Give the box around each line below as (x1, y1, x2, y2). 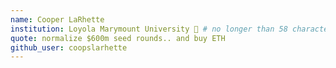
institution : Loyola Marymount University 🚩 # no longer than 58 (10, 24, 288, 34)
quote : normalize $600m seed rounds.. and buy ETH (10, 33, 226, 43)
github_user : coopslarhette (10, 42, 128, 53)
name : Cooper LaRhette (10, 14, 105, 25)
